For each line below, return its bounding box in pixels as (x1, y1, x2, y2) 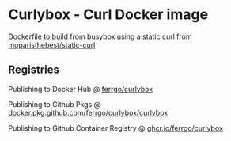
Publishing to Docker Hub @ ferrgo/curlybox (8, 84, 153, 93)
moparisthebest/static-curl (8, 40, 96, 49)
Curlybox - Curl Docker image (8, 6, 208, 24)
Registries (8, 63, 60, 77)
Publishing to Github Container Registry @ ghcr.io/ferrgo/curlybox (8, 123, 223, 132)
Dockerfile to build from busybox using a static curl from (8, 32, 192, 41)
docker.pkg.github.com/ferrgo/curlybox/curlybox (8, 108, 169, 117)
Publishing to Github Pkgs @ (8, 99, 101, 109)
